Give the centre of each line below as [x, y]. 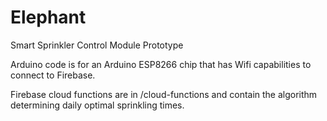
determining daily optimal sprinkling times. [97, 105]
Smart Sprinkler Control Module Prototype [97, 45]
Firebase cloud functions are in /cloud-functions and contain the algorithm [164, 94]
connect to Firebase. [53, 75]
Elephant [48, 17]
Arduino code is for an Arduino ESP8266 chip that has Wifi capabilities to [161, 64]
